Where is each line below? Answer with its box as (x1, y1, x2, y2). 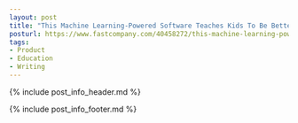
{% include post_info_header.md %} (9, 86, 142, 97)
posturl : (9, 29, 42, 38)
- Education (9, 54, 53, 63)
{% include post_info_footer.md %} (9, 104, 137, 114)
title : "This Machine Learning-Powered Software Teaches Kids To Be (9, 21, 268, 30)
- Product (9, 46, 46, 55)
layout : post (9, 12, 58, 22)
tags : (9, 37, 29, 47)
